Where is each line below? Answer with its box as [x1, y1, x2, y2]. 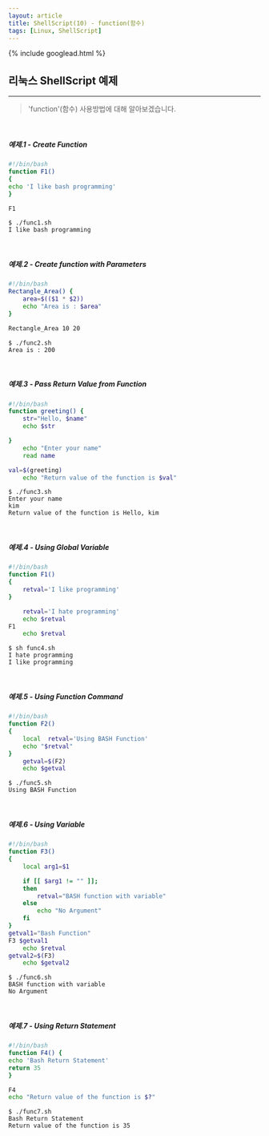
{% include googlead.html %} [8, 49, 106, 59]
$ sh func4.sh [8, 645, 56, 653]
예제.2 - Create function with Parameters [8, 260, 147, 269]
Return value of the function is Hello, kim [8, 509, 159, 517]
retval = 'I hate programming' [22, 607, 120, 616]
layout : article [8, 11, 62, 20]
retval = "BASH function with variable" [37, 891, 167, 900]
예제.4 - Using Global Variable [8, 543, 110, 552]
